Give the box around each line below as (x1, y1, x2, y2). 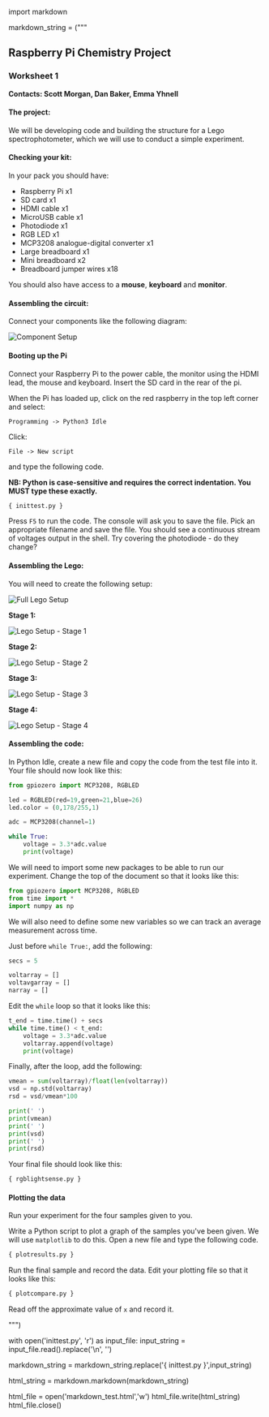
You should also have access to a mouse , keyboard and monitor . (8, 280, 228, 290)
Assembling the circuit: (8, 298, 89, 308)
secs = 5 (8, 957, 38, 965)
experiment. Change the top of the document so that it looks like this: (8, 871, 239, 881)
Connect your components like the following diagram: (8, 317, 188, 326)
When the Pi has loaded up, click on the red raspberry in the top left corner (8, 393, 259, 403)
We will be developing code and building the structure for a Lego (8, 125, 224, 135)
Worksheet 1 (8, 71, 59, 82)
